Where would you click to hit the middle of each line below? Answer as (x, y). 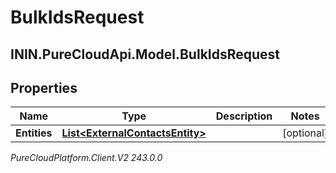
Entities (34, 133)
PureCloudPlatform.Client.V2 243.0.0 (86, 158)
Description (244, 116)
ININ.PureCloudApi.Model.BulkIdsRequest (145, 54)
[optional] (305, 133)
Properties (44, 87)
